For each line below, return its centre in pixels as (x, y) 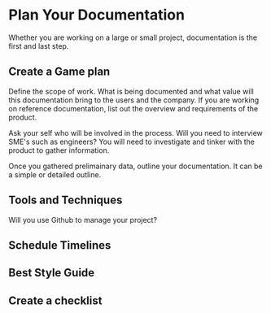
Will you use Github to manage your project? (83, 220)
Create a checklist (55, 300)
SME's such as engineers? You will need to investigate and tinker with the (131, 141)
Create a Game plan (59, 72)
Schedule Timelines (60, 245)
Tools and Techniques (66, 200)
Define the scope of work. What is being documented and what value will (131, 91)
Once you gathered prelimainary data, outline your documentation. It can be (135, 166)
